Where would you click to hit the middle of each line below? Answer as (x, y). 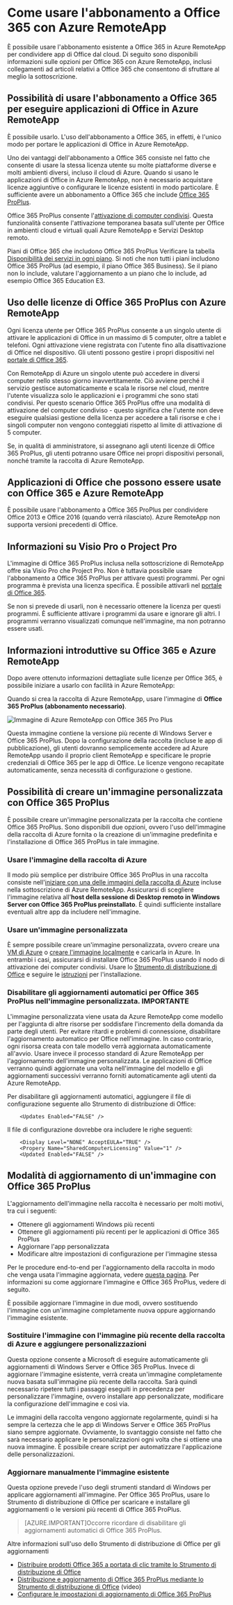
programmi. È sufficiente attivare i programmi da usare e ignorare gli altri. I (114, 614)
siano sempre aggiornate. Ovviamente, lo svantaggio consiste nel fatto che (114, 1432)
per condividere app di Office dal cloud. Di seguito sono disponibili (103, 54)
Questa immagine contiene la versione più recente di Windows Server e (110, 733)
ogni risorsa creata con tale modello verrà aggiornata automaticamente (109, 1046)
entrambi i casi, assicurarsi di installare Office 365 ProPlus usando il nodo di (116, 960)
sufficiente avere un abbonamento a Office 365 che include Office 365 (109, 194)
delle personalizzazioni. (41, 1454)
